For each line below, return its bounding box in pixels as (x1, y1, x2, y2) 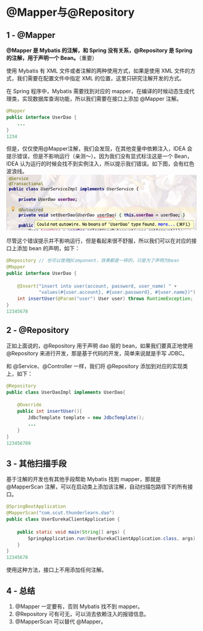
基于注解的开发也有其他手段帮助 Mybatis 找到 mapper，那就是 (6, 476, 161, 483)
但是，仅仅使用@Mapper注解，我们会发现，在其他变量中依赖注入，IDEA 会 (6, 145, 193, 152)
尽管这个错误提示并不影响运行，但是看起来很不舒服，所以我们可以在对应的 (6, 237, 192, 245)
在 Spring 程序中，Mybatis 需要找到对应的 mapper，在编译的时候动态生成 (6, 88, 190, 94)
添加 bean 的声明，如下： (16, 245, 80, 252)
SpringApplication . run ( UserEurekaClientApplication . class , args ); (28, 536, 199, 542)
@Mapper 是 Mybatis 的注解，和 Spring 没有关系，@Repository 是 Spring (6, 47, 193, 54)
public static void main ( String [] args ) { (17, 529, 126, 535)
